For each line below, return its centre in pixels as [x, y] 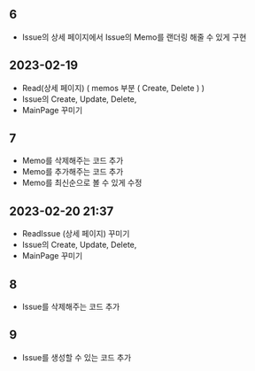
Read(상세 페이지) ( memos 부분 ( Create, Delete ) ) [113, 88]
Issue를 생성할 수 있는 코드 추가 [77, 357]
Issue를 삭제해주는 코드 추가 [71, 307]
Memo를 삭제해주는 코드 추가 [73, 161]
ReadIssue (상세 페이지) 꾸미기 [76, 234]
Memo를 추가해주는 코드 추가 [73, 172]
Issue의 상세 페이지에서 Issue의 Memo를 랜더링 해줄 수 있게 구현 [134, 37]
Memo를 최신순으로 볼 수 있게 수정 [82, 183]
